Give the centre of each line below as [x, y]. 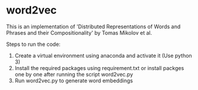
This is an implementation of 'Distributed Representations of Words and [93, 26]
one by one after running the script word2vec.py [74, 74]
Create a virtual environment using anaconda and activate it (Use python [103, 55]
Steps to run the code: [33, 44]
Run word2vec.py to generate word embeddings [74, 81]
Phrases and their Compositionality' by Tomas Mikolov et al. [79, 32]
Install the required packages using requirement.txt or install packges [99, 68]
